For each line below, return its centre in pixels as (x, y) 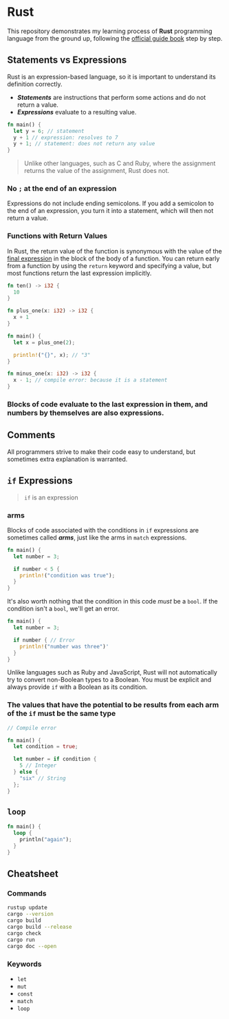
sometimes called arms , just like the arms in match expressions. (97, 537)
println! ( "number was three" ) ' (64, 646)
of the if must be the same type (62, 714)
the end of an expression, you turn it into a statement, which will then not (110, 211)
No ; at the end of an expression (62, 189)
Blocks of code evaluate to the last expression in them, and (108, 404)
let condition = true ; (46, 747)
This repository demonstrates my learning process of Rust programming (110, 31)
